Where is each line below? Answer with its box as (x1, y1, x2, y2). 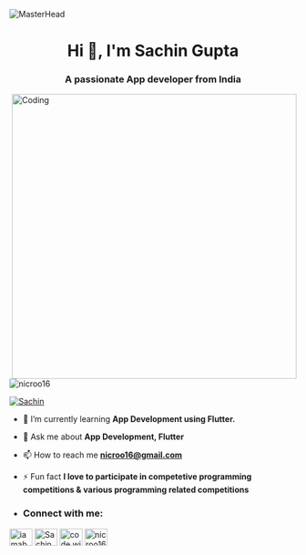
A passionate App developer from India (65, 73, 241, 86)
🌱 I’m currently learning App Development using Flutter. (22, 414, 236, 425)
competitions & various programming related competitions (22, 484, 250, 496)
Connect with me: (22, 507, 104, 519)
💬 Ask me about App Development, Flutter (22, 431, 185, 442)
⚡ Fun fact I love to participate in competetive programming (22, 471, 252, 482)
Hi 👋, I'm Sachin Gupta (66, 41, 240, 61)
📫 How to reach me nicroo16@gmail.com (22, 449, 183, 460)
